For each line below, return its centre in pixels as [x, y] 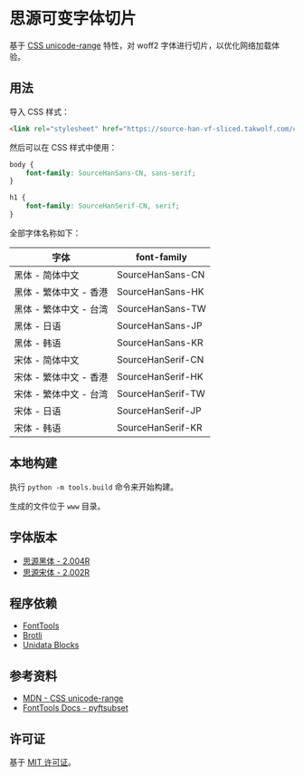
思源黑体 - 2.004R [56, 561]
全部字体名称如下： [45, 233]
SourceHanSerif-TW [161, 393]
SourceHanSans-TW [161, 308]
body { [22, 164]
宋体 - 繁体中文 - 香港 [61, 377]
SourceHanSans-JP [159, 325]
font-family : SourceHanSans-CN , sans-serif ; [111, 173]
